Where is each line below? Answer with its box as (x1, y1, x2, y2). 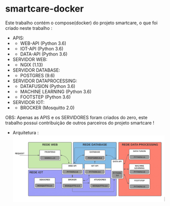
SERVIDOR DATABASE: (12, 67, 60, 73)
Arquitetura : (12, 129, 39, 135)
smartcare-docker (5, 3, 84, 15)
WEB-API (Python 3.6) (20, 40, 67, 46)
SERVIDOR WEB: (12, 56, 48, 62)
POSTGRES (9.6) (20, 72, 55, 78)
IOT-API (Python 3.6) (20, 45, 64, 51)
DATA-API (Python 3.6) (20, 51, 68, 57)
